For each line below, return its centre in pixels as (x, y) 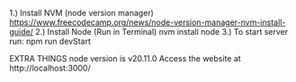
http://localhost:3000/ (50, 68)
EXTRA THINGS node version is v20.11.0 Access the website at (125, 58)
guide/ (22, 32)
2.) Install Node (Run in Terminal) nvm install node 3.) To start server (161, 32)
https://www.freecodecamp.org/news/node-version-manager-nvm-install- (148, 22)
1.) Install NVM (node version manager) (82, 13)
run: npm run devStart (50, 41)
